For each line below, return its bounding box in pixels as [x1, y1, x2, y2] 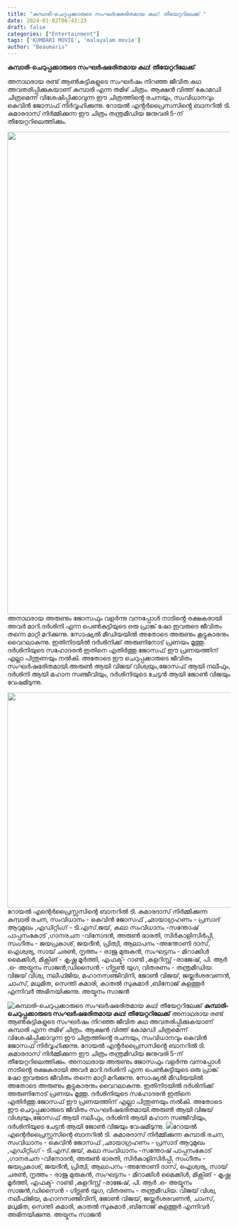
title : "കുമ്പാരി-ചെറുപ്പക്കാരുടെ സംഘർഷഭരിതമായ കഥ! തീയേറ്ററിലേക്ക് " [7, 10, 207, 18]
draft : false [7, 23, 46, 31]
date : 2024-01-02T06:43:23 [7, 17, 87, 24]
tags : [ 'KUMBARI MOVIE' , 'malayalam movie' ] [7, 37, 141, 44]
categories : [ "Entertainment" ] [7, 30, 100, 38]
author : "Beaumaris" [7, 43, 69, 50]
